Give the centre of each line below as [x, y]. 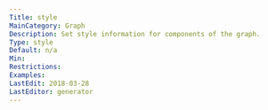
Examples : [28, 75]
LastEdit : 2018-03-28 [49, 83]
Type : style [31, 42]
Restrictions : [36, 67]
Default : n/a [33, 51]
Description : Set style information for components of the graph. [135, 34]
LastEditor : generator [51, 91]
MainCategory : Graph [48, 26]
